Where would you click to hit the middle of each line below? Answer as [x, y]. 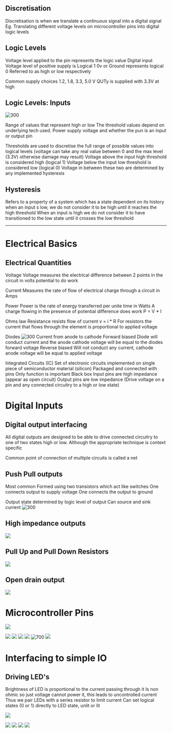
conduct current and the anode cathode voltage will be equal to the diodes [84, 342]
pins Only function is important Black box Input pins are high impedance [81, 374]
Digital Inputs [34, 406]
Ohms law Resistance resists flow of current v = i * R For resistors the [79, 321]
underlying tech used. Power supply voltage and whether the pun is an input [86, 131]
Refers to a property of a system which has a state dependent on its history [85, 202]
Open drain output [35, 580]
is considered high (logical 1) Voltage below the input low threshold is [78, 162]
